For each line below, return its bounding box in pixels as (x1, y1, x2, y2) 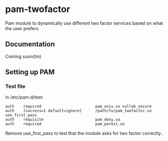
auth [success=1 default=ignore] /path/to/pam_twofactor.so (5, 108, 152, 113)
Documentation (5, 40, 55, 49)
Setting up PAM (5, 68, 55, 76)
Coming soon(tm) (5, 53, 42, 59)
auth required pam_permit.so (5, 121, 125, 126)
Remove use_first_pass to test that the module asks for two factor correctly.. (5, 130, 163, 136)
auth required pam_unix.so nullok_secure (5, 104, 152, 109)
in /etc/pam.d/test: (5, 94, 44, 100)
